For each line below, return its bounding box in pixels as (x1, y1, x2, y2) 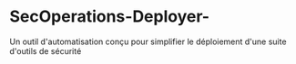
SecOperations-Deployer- (9, 6, 210, 27)
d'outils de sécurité (9, 45, 82, 56)
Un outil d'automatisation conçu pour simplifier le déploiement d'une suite (9, 36, 287, 47)
